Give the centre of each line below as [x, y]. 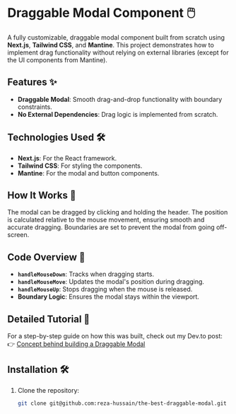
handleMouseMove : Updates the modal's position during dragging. [111, 282]
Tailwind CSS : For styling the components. [80, 166]
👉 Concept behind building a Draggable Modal [76, 344]
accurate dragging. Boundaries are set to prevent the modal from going [111, 227]
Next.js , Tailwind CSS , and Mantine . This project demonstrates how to [111, 45]
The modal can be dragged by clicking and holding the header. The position [118, 212]
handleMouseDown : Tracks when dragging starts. [85, 274]
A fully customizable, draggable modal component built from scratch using [116, 37]
